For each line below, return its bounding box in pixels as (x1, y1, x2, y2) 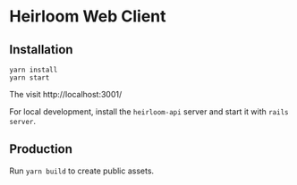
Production (9, 141, 73, 157)
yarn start (9, 73, 50, 82)
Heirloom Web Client (9, 6, 167, 27)
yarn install (9, 65, 58, 74)
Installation (9, 42, 73, 57)
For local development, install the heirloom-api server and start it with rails (9, 106, 289, 117)
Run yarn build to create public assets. (9, 165, 155, 176)
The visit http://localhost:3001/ (9, 89, 123, 99)
